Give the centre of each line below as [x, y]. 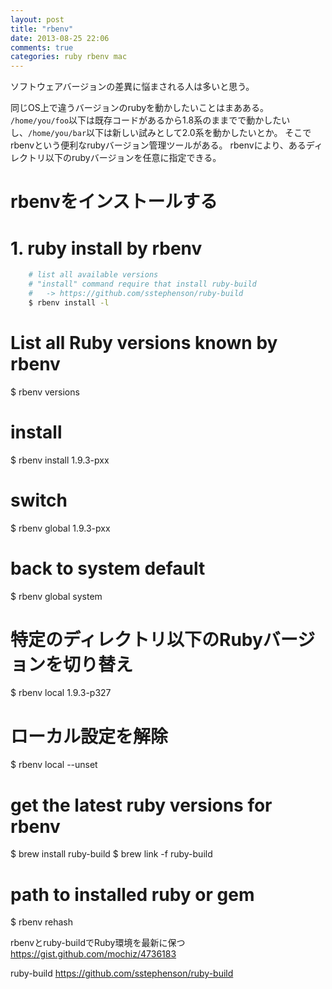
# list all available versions [93, 275]
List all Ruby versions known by [144, 342]
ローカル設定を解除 [89, 736]
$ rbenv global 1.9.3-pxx [60, 528]
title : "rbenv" [42, 29]
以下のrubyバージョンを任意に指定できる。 [133, 158]
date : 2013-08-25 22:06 [60, 38]
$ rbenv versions [45, 392]
